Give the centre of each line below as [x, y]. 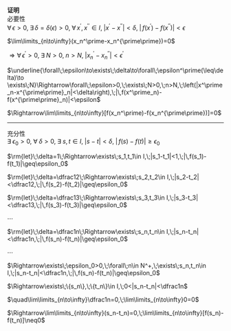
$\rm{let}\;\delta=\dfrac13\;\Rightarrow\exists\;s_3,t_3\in [86, 197]
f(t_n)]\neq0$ [26, 320]
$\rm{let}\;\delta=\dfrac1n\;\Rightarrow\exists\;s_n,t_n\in [86, 231]
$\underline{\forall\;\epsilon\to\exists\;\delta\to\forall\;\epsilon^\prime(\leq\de [115, 70]
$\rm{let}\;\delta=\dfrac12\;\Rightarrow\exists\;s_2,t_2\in [86, 177]
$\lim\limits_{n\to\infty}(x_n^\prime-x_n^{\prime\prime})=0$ [91, 41]
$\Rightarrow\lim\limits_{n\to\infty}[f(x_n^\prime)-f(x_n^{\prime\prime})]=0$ [114, 113]
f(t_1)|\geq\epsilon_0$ [38, 163]
